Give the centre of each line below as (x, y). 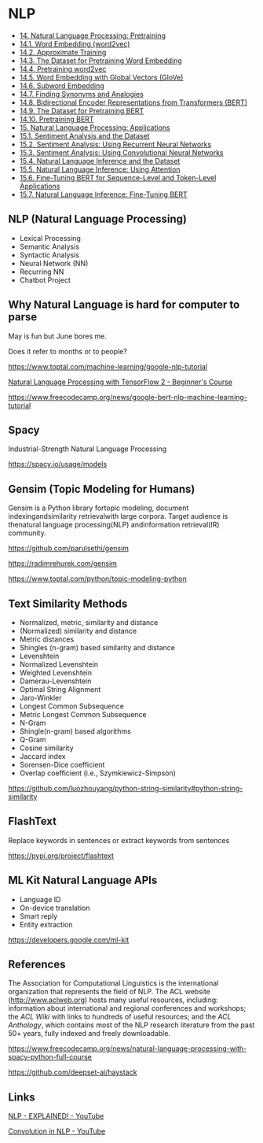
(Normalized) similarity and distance (78, 631)
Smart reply (38, 916)
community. (27, 533)
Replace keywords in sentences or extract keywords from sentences (119, 840)
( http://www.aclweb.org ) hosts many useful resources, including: (113, 1000)
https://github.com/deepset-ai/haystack (73, 1072)
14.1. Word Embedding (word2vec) (75, 43)
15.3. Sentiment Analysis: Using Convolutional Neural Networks (121, 152)
